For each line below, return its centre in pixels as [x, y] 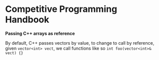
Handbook [27, 20]
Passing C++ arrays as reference [40, 33]
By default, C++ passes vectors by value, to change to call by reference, [80, 43]
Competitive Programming [61, 9]
